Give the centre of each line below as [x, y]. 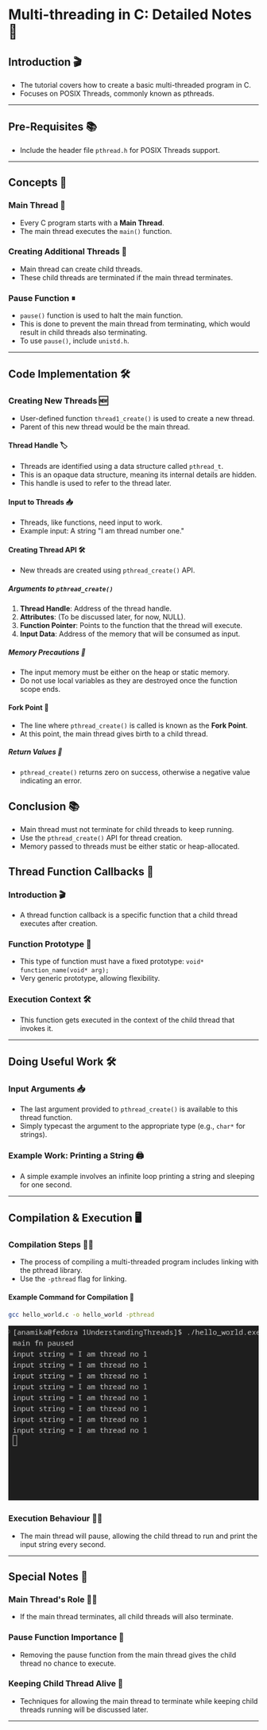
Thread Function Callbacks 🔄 [81, 871]
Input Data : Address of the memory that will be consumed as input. [130, 634]
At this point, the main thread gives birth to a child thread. [114, 733]
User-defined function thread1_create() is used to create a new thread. [137, 418]
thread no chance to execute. [68, 1663]
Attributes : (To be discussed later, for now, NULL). [103, 617]
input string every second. [63, 1544]
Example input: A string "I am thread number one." [102, 531]
